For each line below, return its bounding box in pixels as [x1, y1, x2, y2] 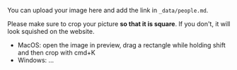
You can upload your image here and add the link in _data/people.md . [7, 6, 209, 14]
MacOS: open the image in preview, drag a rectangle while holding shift [17, 41, 226, 49]
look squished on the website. [7, 28, 95, 35]
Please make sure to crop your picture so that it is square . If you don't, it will [7, 20, 231, 28]
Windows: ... [17, 56, 54, 64]
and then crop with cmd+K [17, 49, 96, 57]
